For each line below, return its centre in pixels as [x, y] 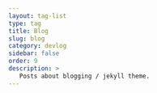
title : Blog [28, 31]
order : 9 [23, 61]
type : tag [25, 23]
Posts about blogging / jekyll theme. [85, 76]
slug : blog [27, 38]
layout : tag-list [38, 16]
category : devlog [38, 46]
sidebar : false [34, 53]
